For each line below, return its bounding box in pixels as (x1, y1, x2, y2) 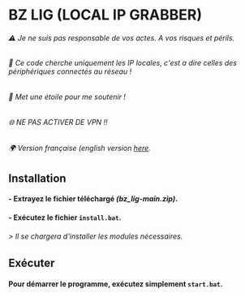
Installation (8, 171, 67, 185)
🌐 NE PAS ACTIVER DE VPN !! (8, 117, 108, 127)
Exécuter (8, 256, 55, 270)
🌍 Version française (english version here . (8, 144, 152, 153)
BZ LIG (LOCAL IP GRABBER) (8, 6, 203, 24)
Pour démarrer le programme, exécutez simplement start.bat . (8, 278, 223, 289)
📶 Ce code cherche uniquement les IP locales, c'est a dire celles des (8, 58, 238, 68)
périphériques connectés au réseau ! (8, 67, 132, 76)
